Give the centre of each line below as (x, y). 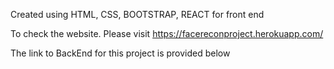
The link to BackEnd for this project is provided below (120, 53)
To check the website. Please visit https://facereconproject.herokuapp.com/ (167, 33)
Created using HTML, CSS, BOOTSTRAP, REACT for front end (137, 14)
